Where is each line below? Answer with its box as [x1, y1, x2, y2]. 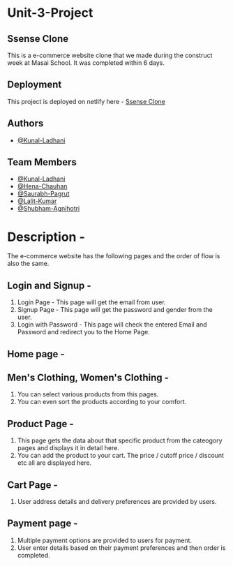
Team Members [7, 156, 77, 168]
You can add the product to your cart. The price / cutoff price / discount [17, 452, 225, 460]
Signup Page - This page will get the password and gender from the [17, 306, 213, 314]
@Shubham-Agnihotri [17, 204, 80, 213]
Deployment [7, 79, 62, 91]
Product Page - [7, 417, 74, 430]
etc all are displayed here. [17, 459, 92, 467]
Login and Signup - [7, 279, 92, 291]
